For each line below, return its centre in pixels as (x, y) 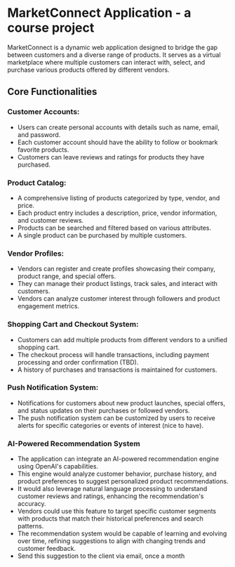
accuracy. (32, 504)
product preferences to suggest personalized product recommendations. (123, 481)
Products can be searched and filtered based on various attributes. (114, 228)
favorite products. (43, 150)
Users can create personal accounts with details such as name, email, (118, 127)
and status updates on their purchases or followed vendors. (104, 410)
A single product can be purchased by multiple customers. (102, 235)
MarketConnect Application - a (99, 13)
